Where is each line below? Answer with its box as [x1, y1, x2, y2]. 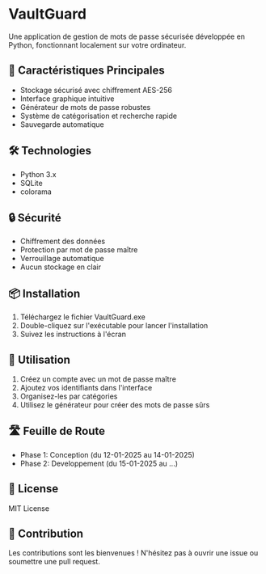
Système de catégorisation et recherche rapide [19, 111, 178, 120]
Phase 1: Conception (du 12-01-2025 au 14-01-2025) [19, 449, 196, 459]
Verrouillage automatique [19, 254, 104, 264]
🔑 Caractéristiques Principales [8, 64, 165, 78]
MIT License [8, 503, 50, 513]
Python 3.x [19, 169, 57, 179]
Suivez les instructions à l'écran [19, 329, 127, 340]
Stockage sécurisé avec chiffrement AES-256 [19, 85, 172, 95]
